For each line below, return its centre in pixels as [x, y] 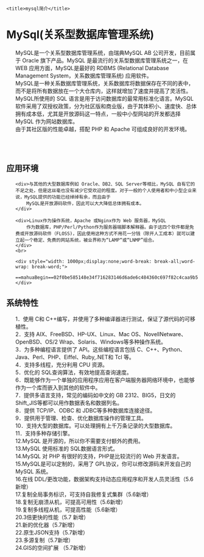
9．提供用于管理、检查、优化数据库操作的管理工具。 [81, 418]
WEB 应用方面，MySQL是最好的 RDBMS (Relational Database [92, 68]
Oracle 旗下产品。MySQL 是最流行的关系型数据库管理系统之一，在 [105, 60]
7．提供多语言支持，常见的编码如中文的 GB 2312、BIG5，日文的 [95, 395]
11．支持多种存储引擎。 [44, 433]
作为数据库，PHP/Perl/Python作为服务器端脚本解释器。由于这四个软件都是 [108, 227]
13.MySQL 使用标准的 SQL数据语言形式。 [67, 448]
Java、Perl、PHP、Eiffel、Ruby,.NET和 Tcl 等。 [75, 357]
